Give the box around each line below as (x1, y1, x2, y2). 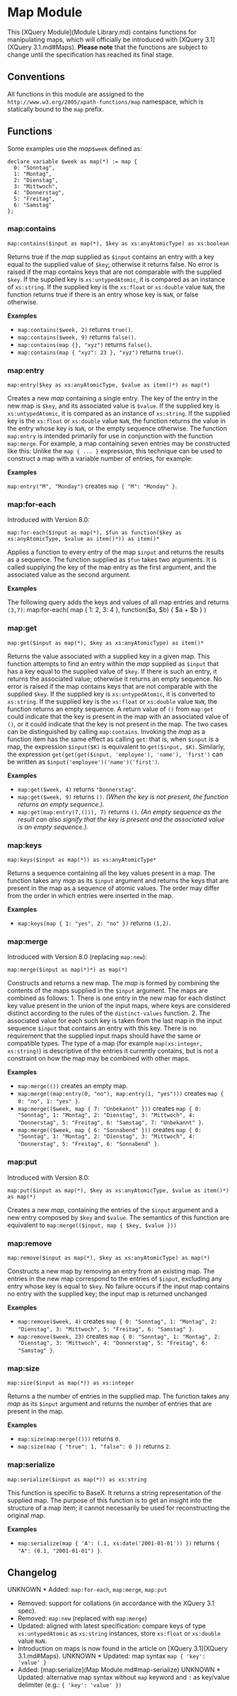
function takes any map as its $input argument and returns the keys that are (7, 877, 229, 885)
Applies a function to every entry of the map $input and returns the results (7, 548, 225, 557)
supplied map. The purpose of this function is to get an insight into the (7, 1496, 212, 1504)
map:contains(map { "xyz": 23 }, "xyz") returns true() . (17, 348, 184, 356)
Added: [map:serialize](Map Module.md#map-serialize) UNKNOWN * (17, 1665, 221, 1674)
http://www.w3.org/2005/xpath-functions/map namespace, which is (7, 97, 204, 106)
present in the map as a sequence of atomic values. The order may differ (7, 884, 220, 892)
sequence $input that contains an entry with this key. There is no (7, 1024, 197, 1033)
